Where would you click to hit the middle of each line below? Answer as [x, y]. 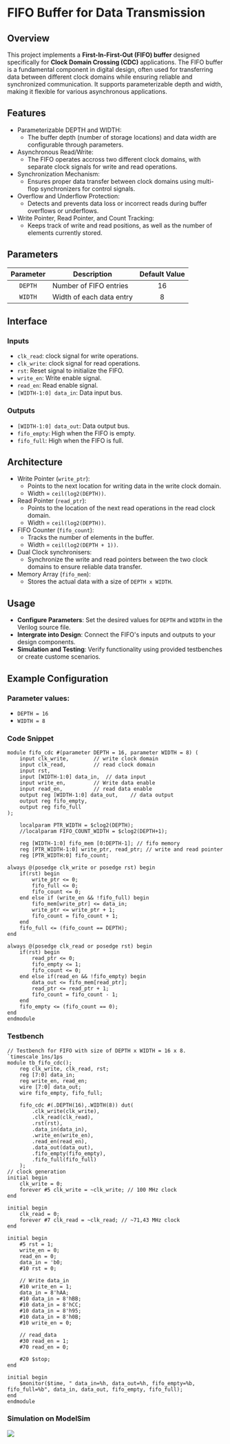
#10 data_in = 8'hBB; [50, 1298]
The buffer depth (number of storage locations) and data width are [122, 137]
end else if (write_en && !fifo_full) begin [84, 898]
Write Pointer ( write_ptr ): [53, 479]
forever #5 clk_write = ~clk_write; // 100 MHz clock [98, 1190]
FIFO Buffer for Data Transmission [106, 13]
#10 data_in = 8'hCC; [50, 1304]
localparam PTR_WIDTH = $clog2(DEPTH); [77, 825]
